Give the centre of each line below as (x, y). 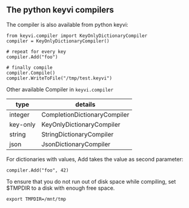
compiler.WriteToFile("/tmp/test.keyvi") (59, 78)
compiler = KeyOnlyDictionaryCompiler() (58, 41)
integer (19, 115)
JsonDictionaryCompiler (76, 144)
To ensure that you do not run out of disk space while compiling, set (91, 181)
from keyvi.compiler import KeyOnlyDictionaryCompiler (77, 36)
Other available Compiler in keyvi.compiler (60, 89)
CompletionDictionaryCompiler (85, 115)
